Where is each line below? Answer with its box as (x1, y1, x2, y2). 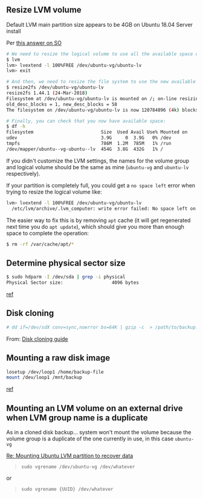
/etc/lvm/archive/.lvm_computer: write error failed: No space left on (11, 206, 196, 212)
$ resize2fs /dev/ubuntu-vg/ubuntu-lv (6, 84, 104, 90)
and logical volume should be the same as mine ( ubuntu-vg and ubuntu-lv (6, 163, 189, 170)
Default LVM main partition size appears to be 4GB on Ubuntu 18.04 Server (6, 21, 193, 28)
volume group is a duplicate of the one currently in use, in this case (6, 435, 174, 442)
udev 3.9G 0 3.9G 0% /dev (6, 135, 172, 141)
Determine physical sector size (6, 258, 126, 268)
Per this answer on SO (6, 39, 62, 46)
